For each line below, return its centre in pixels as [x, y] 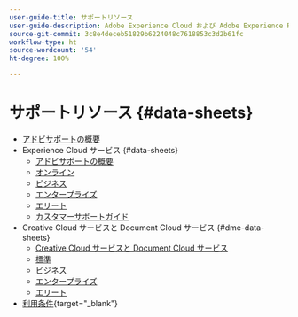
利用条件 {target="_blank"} [70, 303]
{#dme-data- [241, 228]
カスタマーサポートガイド [82, 216]
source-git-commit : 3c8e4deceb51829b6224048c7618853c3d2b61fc [126, 34]
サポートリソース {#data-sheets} [131, 113]
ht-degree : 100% [39, 58]
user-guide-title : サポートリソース [71, 17]
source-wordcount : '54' [53, 50]
